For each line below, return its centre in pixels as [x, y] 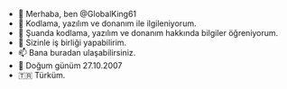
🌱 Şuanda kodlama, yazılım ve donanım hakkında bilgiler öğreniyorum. [148, 33]
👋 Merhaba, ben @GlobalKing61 [77, 14]
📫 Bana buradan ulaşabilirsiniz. [77, 53]
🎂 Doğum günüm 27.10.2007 [70, 66]
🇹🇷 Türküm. [42, 75]
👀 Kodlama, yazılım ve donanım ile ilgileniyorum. [107, 23]
